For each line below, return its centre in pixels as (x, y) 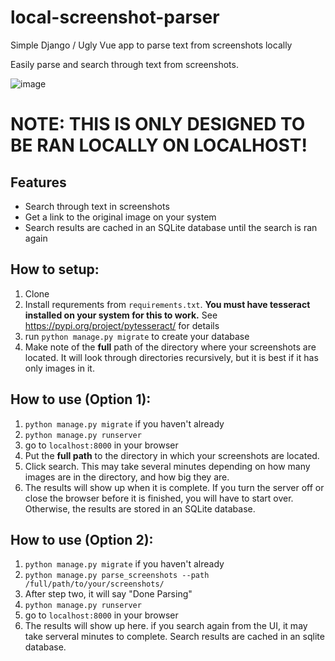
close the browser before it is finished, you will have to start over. (159, 498)
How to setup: (55, 269)
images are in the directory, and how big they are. (127, 477)
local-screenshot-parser (115, 17)
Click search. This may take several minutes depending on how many (167, 466)
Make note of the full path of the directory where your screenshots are (170, 347)
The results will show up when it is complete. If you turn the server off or (174, 487)
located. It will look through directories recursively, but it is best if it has (171, 357)
